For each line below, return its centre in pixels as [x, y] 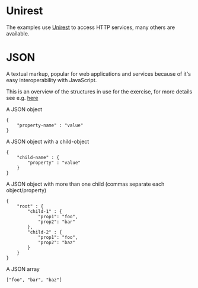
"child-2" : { [45, 232]
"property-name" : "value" [50, 125]
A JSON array [23, 269]
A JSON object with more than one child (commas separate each [85, 184]
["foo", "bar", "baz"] [34, 280]
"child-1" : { [45, 211]
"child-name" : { [38, 157]
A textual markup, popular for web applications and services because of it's [99, 74]
